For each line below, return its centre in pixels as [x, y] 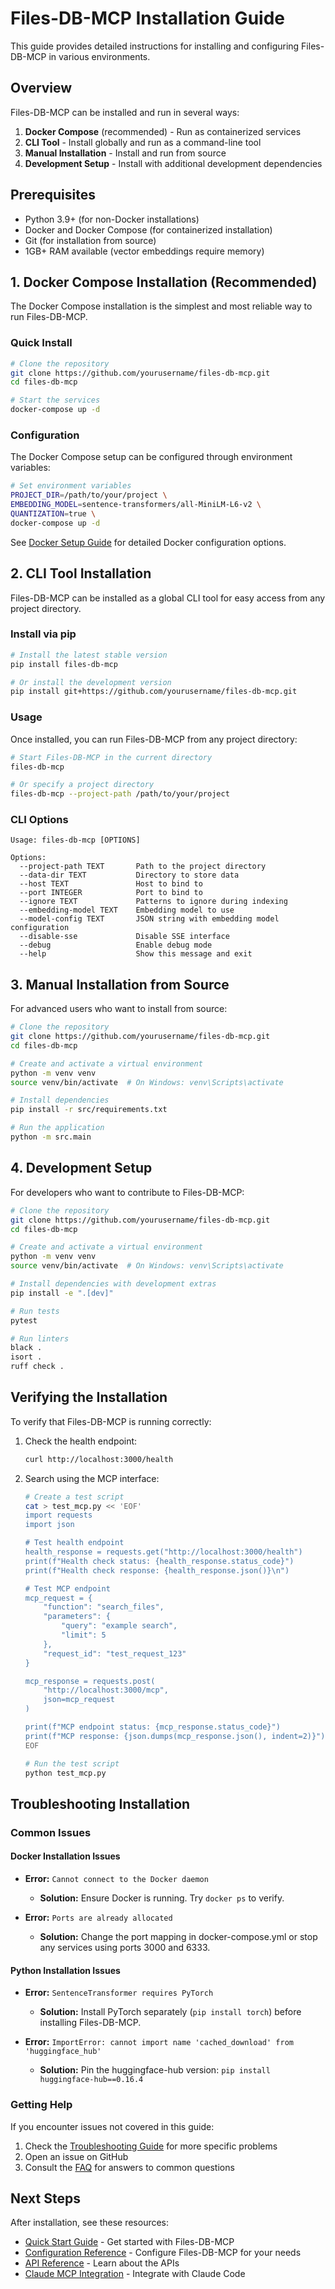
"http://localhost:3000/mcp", [106, 1690]
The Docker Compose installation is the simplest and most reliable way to [161, 306]
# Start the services [55, 400]
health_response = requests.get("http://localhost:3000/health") [163, 1552]
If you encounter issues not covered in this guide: [112, 2126]
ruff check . [37, 1367]
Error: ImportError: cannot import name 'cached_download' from [159, 2042]
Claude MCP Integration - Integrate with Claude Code [135, 2274]
